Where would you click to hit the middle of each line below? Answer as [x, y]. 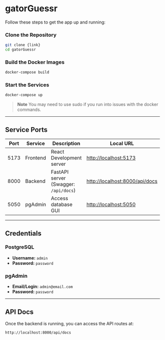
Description [66, 144]
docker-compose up [24, 95]
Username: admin [30, 258]
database [62, 205]
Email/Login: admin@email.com [42, 287]
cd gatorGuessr [21, 50]
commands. [29, 110]
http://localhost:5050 [111, 205]
